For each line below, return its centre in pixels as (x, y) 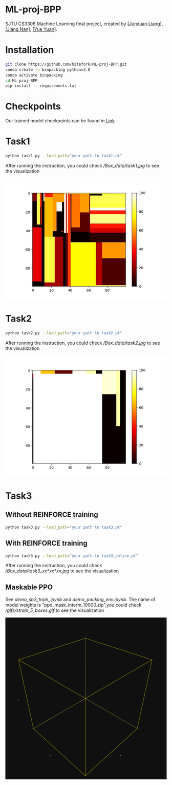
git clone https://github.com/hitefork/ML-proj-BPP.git (66, 64)
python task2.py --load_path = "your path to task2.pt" (64, 333)
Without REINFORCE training (52, 515)
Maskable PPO (29, 587)
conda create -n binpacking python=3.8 (48, 70)
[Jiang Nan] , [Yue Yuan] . (31, 29)
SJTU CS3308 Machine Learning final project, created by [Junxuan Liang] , (84, 24)
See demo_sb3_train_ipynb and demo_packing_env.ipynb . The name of (80, 600)
